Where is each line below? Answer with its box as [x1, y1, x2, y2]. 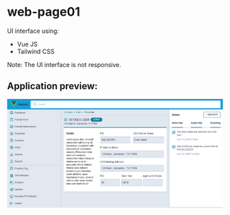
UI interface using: [7, 27, 60, 35]
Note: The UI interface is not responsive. [7, 60, 122, 68]
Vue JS [16, 40, 38, 48]
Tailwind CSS [16, 47, 55, 55]
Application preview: [7, 80, 98, 92]
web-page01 [7, 4, 81, 20]
